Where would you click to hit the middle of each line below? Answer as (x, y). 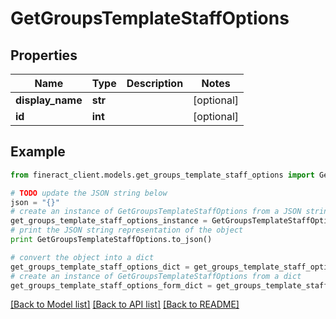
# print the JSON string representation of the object (127, 230)
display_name (49, 100)
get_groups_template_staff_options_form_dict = (111, 285)
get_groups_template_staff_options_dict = (100, 267)
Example (38, 152)
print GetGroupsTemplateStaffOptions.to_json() (111, 240)
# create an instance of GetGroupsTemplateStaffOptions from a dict (156, 276)
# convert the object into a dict (82, 257)
